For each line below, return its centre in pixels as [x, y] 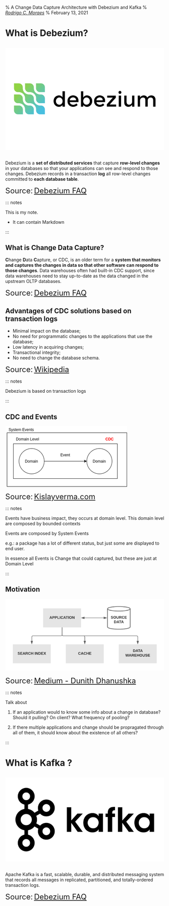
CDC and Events [31, 417]
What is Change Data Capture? [55, 248]
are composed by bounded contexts [43, 523]
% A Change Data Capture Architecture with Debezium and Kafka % [76, 7]
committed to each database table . [42, 179]
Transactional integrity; [37, 353]
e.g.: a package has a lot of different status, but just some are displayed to [82, 543]
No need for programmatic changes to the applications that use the [82, 337]
